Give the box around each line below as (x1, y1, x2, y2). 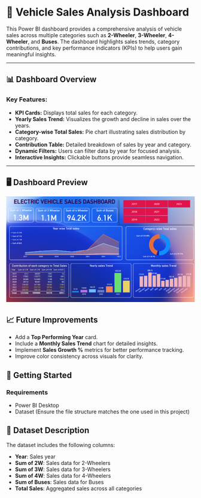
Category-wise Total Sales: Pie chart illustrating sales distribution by (14, 128, 186, 135)
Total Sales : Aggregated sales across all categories (14, 485, 142, 492)
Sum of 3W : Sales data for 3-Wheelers (14, 466, 111, 473)
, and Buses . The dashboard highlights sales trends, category (28, 38, 180, 45)
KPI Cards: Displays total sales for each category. (14, 109, 138, 116)
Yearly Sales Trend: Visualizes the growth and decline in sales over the (14, 115, 191, 122)
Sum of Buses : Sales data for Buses (14, 478, 104, 485)
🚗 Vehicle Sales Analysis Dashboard (6, 5, 190, 19)
